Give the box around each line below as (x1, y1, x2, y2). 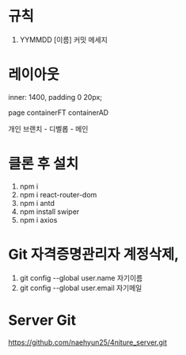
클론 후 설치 (8, 155, 79, 173)
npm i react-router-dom (19, 189, 97, 199)
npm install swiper (19, 207, 80, 216)
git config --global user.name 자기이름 (19, 273, 143, 282)
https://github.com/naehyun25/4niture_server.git (8, 338, 168, 347)
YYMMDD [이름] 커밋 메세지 (19, 35, 108, 44)
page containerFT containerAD (8, 108, 109, 117)
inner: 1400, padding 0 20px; (8, 92, 103, 101)
